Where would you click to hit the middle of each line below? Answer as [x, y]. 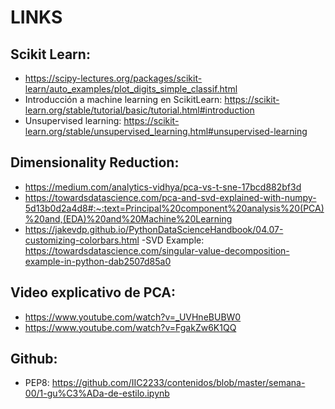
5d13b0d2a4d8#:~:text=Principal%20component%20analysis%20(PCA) [174, 208]
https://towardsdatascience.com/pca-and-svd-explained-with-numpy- [170, 197]
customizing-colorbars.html [82, 240]
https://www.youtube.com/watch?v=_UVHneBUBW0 [133, 317]
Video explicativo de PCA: [93, 292]
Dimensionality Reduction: [95, 162]
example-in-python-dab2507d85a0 [98, 261]
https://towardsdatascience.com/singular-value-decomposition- [157, 250]
